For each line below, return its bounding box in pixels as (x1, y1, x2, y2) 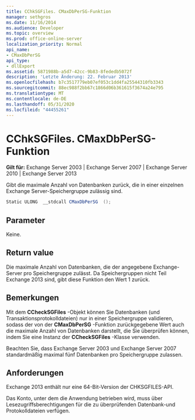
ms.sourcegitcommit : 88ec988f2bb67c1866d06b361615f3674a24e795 (6, 85, 164, 91)
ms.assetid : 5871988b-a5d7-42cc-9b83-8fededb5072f (6, 69, 132, 74)
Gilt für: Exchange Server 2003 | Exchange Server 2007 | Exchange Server (6, 164, 187, 171)
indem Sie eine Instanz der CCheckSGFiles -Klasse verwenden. (6, 333, 160, 340)
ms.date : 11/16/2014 (6, 19, 57, 25)
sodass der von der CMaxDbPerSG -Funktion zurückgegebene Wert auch (6, 321, 184, 328)
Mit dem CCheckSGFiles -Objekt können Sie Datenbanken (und (6, 309, 160, 316)
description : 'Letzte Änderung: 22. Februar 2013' (6, 74, 132, 80)
